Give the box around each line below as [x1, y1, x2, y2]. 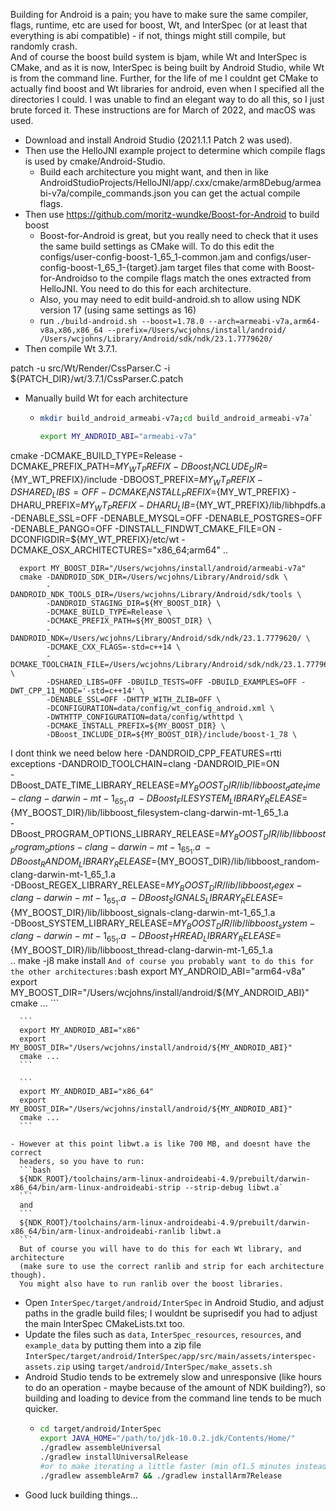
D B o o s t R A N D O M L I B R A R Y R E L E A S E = [10, 855, 158, 869]
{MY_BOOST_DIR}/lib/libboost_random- [156, 855, 320, 867]
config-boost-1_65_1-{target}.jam [39, 262, 176, 273]
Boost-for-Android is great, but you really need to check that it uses [39, 230, 319, 241]
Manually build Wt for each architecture [24, 392, 188, 404]
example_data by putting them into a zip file [24, 1339, 202, 1351]
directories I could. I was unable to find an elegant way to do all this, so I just [10, 94, 325, 105]
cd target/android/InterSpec [39, 1424, 162, 1434]
